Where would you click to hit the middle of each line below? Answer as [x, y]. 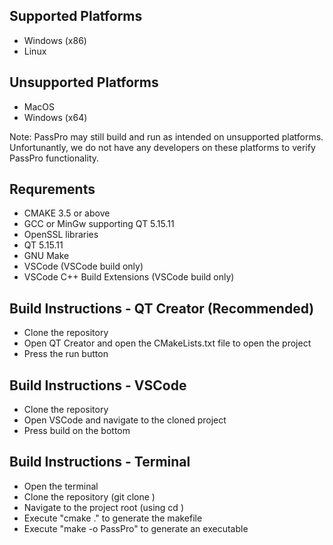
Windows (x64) [55, 117]
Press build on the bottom [77, 431]
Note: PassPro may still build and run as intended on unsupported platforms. [166, 136]
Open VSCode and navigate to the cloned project [125, 420]
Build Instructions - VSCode [98, 385]
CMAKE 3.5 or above [67, 213]
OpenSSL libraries [61, 235]
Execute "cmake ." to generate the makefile [113, 518]
